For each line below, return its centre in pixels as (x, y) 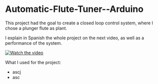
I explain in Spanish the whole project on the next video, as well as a (75, 38)
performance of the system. (34, 43)
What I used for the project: (33, 62)
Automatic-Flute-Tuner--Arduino (74, 9)
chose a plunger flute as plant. (36, 28)
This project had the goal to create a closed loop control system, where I (79, 23)
